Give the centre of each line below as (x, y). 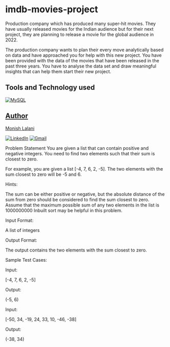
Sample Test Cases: (26, 260)
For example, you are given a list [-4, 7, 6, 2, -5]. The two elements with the (84, 169)
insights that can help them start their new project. (58, 71)
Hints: (11, 184)
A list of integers (22, 230)
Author (17, 116)
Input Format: (19, 220)
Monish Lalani (20, 128)
